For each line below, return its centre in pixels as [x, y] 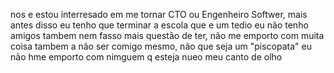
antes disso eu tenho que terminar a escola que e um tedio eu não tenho [159, 25]
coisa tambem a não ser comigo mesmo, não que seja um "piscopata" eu [161, 46]
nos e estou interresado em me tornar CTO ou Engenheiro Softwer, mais [159, 14]
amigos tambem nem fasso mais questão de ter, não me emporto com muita [167, 35]
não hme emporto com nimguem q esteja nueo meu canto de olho [146, 57]
